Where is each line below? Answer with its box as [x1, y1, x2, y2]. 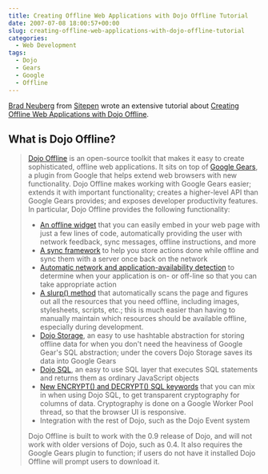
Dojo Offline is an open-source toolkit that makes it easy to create [27, 154, 245, 163]
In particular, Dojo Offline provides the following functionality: [27, 205, 230, 215]
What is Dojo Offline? [8, 132, 116, 146]
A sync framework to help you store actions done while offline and [39, 246, 259, 255]
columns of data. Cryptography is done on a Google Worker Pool [39, 399, 254, 408]
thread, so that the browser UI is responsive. [39, 408, 186, 417]
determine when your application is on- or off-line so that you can [39, 271, 258, 281]
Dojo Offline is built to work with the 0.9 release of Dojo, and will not [27, 432, 253, 441]
